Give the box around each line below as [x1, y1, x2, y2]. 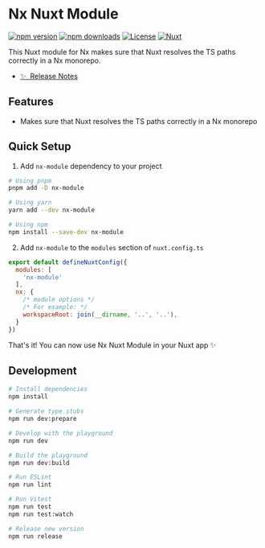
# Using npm [8, 220, 48, 229]
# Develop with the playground [8, 429, 113, 437]
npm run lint [8, 480, 52, 489]
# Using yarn [8, 199, 52, 207]
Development [8, 364, 78, 377]
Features [8, 95, 54, 109]
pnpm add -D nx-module [8, 184, 84, 192]
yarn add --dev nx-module [8, 206, 95, 214]
